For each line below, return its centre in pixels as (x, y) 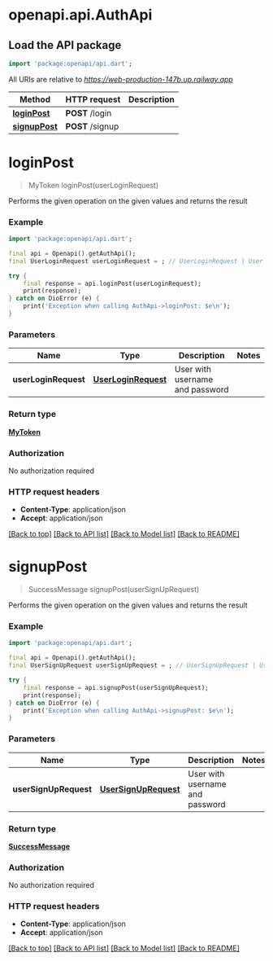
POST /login (89, 113)
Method (35, 99)
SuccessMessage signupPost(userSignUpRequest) (114, 590)
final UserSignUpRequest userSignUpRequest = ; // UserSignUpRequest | (132, 665)
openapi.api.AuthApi (80, 15)
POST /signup (92, 126)
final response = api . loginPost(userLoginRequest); (112, 283)
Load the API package (65, 45)
